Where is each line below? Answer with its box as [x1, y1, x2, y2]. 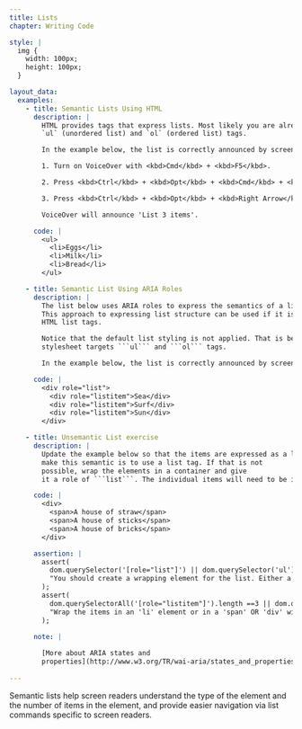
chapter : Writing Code [9, 22, 94, 31]
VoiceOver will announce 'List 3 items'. [41, 210, 200, 219]
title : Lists [9, 13, 58, 22]
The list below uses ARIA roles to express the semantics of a [41, 301, 283, 310]
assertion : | [32, 549, 83, 558]
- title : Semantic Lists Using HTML [25, 104, 164, 113]
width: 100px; [25, 55, 78, 64]
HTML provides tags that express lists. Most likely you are [41, 120, 276, 130]
